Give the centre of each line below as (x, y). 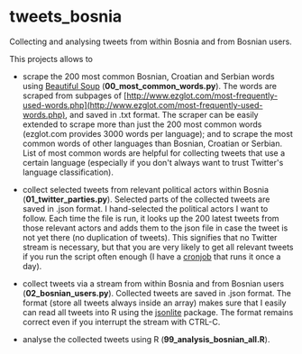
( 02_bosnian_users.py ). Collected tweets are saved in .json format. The (156, 293)
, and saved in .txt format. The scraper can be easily (161, 114)
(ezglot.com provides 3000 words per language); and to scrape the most (157, 133)
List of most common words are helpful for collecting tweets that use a (154, 153)
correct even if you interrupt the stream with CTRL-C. (121, 322)
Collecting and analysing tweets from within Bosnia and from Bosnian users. (151, 41)
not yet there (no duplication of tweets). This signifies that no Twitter (150, 237)
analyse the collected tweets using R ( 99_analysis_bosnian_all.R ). (146, 339)
